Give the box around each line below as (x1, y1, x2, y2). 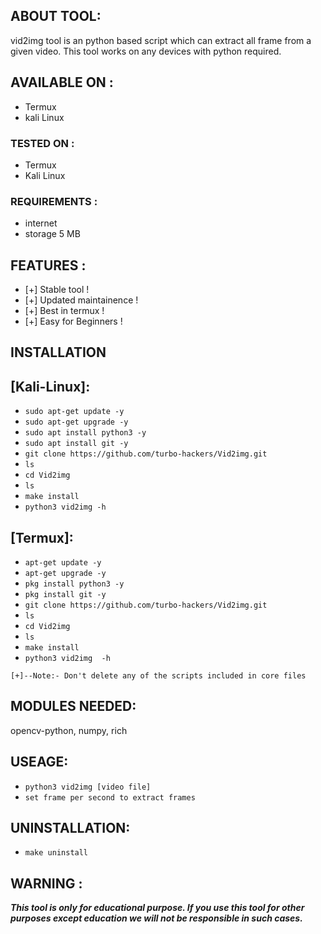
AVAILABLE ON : (10, 74, 114, 91)
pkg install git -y (24, 590, 107, 600)
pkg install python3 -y (24, 579, 125, 589)
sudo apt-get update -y (24, 407, 125, 417)
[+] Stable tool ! (24, 284, 90, 296)
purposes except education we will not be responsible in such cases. (10, 912, 303, 924)
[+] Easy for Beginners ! (24, 315, 123, 328)
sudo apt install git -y (24, 439, 129, 449)
